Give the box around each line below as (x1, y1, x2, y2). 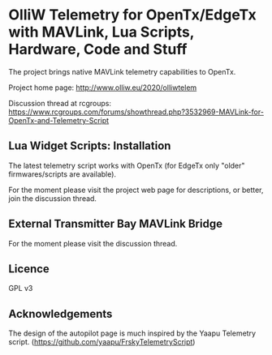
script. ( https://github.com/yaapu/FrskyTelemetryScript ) (8, 337, 196, 347)
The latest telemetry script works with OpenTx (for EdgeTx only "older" (8, 160, 245, 170)
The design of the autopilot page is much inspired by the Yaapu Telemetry (8, 328, 256, 338)
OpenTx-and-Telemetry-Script (8, 115, 110, 125)
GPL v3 (8, 284, 33, 293)
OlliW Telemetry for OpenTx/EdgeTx (8, 6, 257, 24)
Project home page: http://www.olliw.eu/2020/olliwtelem (8, 83, 197, 92)
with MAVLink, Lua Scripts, (8, 23, 195, 41)
